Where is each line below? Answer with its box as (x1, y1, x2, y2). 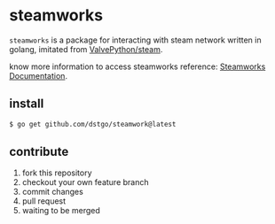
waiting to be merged (21, 205, 100, 216)
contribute (9, 144, 69, 159)
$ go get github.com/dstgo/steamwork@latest (9, 120, 177, 128)
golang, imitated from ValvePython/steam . (9, 43, 163, 54)
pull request (21, 196, 67, 206)
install (9, 97, 44, 112)
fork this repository (21, 167, 92, 178)
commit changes (21, 187, 84, 197)
